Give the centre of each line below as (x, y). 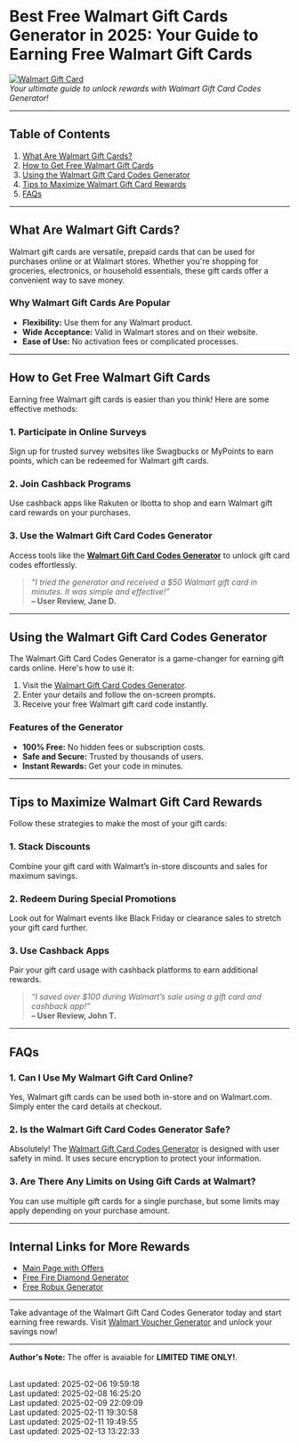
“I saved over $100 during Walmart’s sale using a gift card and (146, 997)
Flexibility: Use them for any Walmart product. (107, 322)
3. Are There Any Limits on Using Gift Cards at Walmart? (133, 1181)
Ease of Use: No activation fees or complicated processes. (130, 341)
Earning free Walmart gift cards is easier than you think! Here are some (139, 399)
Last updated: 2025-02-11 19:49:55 (73, 1422)
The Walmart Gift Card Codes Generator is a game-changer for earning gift (147, 659)
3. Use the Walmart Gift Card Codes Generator (111, 536)
